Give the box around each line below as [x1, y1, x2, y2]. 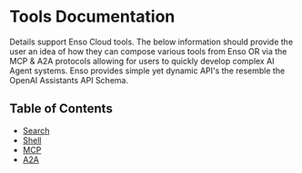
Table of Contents [9, 101, 114, 117]
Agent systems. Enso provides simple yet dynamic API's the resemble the [9, 65, 286, 76]
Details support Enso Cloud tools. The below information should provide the [9, 36, 294, 47]
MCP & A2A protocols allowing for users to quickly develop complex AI [9, 55, 275, 66]
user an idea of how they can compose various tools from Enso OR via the [9, 45, 287, 56]
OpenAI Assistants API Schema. [9, 74, 129, 85]
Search [22, 125, 50, 136]
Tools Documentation [9, 6, 176, 27]
